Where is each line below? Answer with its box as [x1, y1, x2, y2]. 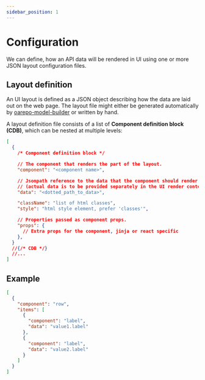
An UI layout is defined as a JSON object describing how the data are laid [6, 96, 191, 103]
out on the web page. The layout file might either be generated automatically [6, 102, 199, 110]
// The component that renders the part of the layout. [17, 161, 163, 167]
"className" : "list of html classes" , [17, 200, 116, 206]
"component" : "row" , [17, 301, 70, 307]
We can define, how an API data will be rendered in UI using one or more [6, 56, 189, 63]
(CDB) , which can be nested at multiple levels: [6, 127, 123, 134]
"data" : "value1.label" [28, 324, 88, 330]
